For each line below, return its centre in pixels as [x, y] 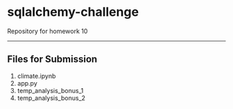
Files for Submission [52, 59]
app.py [27, 83]
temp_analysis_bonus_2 [51, 98]
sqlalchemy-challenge [73, 12]
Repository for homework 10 [48, 31]
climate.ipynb [36, 76]
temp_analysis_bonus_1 [50, 90]
